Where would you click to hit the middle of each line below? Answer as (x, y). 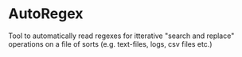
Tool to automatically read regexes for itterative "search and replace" (121, 36)
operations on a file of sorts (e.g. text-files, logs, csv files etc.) (110, 44)
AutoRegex (46, 14)
